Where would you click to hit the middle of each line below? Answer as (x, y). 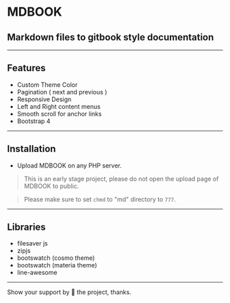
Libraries (26, 227)
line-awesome (37, 273)
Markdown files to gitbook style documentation (111, 37)
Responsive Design (44, 99)
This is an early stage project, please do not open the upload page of (121, 179)
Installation (31, 149)
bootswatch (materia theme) (57, 265)
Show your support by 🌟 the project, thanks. (69, 292)
